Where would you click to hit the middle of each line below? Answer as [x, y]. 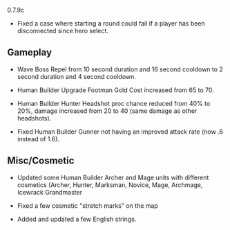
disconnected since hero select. [63, 31]
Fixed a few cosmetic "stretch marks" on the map [88, 205]
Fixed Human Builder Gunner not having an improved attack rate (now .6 [120, 132]
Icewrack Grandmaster [50, 192]
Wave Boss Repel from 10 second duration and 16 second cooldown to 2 [120, 69]
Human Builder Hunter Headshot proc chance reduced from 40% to [114, 103]
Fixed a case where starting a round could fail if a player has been [111, 23]
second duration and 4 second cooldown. [77, 76]
